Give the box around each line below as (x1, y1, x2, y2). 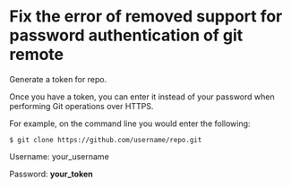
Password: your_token (9, 168, 94, 179)
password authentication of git (9, 25, 244, 46)
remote (9, 45, 64, 64)
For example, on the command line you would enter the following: (9, 118, 251, 129)
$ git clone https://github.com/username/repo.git (9, 135, 202, 144)
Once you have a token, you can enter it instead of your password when (9, 91, 275, 102)
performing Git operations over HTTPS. (9, 100, 154, 111)
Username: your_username (9, 150, 109, 162)
